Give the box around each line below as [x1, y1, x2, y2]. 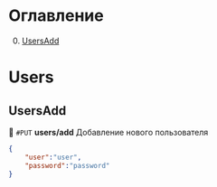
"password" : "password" [24, 161, 110, 170]
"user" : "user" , [24, 153, 82, 162]
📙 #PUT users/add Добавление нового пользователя [8, 126, 209, 137]
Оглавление [8, 5, 105, 26]
